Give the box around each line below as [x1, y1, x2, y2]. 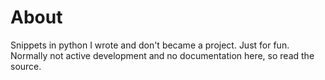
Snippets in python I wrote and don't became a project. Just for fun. [10, 39, 290, 51]
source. [10, 60, 42, 72]
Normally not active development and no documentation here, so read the [10, 49, 315, 61]
